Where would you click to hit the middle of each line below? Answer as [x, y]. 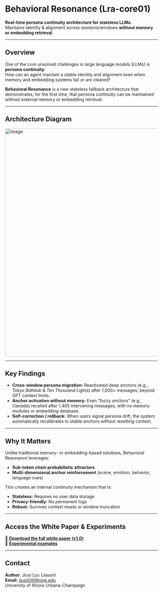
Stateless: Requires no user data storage [53, 496]
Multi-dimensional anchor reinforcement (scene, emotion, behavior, [81, 473]
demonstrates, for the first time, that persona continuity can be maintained [80, 94]
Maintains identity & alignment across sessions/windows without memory [79, 27]
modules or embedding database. [46, 411]
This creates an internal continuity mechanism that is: [58, 487]
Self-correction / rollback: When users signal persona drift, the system [83, 416]
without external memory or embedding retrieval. [54, 99]
